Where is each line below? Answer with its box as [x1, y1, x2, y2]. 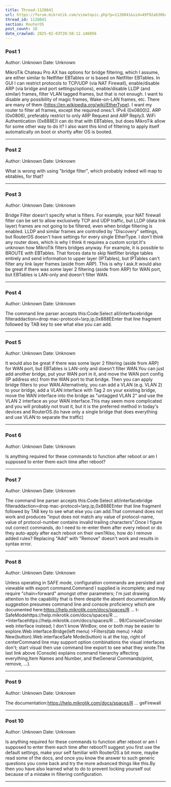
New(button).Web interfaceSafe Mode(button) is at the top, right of [5, 634, 146, 640]
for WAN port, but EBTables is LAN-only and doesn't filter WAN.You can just [5, 366, 164, 372]
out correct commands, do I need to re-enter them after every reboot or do [5, 525, 162, 531]
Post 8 [5, 558, 22, 565]
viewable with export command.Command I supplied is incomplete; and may [5, 585, 165, 591]
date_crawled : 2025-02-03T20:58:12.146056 [5, 31, 97, 36]
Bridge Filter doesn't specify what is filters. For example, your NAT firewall [5, 212, 161, 218]
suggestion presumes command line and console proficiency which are [5, 601, 155, 607]
